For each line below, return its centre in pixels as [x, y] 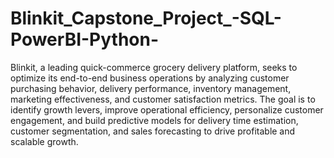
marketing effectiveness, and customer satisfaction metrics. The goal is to [163, 99]
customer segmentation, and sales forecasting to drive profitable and [153, 131]
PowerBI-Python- [85, 39]
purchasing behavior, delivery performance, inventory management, [151, 88]
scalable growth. [44, 141]
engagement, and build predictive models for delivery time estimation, [154, 120]
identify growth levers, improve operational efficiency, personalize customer [167, 109]
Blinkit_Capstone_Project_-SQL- [146, 18]
